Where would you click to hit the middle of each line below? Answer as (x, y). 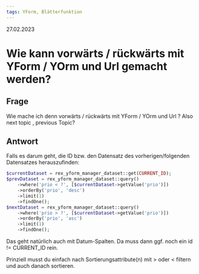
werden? (29, 79)
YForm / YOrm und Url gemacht (87, 66)
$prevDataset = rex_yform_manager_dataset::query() (73, 179)
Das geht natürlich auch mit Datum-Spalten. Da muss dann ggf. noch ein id (99, 241)
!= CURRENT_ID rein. (32, 248)
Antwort (22, 142)
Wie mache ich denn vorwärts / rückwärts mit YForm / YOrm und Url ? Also (100, 116)
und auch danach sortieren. (41, 266)
